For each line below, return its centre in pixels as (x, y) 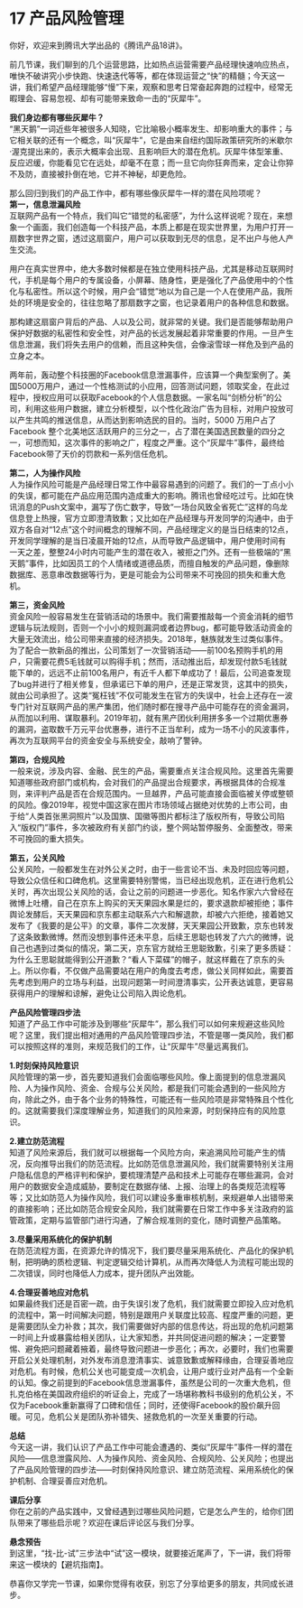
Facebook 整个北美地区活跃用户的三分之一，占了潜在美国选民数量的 (135, 431)
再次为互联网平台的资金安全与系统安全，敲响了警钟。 (108, 740)
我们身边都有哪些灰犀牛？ (57, 117)
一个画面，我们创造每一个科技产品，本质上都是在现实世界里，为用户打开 (151, 227)
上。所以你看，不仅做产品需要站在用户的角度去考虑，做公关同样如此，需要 (147, 971)
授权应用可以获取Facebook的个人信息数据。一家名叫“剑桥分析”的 (154, 397)
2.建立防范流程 (37, 1141)
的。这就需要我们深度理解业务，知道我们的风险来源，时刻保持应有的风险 (143, 1111)
